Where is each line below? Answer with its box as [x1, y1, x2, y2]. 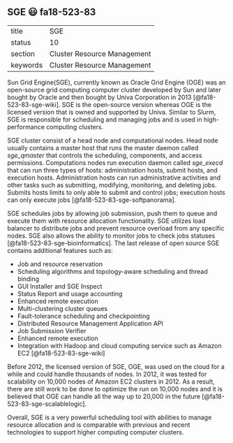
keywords [10, 60, 43, 70]
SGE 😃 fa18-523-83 [7, 6, 96, 18]
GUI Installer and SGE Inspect [17, 282, 103, 290]
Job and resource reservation [17, 259, 103, 268]
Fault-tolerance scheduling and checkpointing [17, 312, 150, 320]
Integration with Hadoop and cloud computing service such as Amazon [17, 341, 222, 349]
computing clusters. [46, 122, 104, 131]
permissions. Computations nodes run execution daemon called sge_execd [7, 158, 223, 167]
